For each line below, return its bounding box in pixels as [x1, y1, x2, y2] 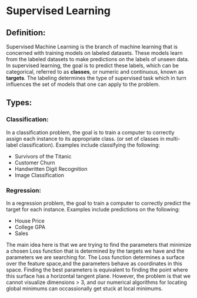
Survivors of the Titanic [14, 153, 72, 160]
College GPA [14, 223, 46, 230]
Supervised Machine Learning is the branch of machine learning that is [6, 43, 178, 50]
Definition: [6, 28, 46, 38]
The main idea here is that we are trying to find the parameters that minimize [6, 241, 192, 248]
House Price [14, 217, 45, 224]
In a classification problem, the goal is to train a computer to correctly [6, 128, 175, 136]
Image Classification [14, 171, 65, 178]
